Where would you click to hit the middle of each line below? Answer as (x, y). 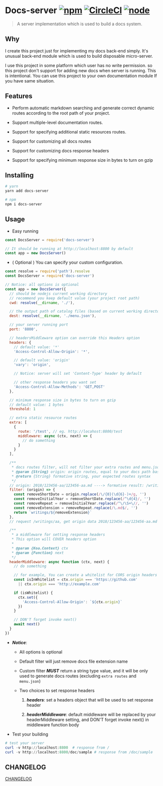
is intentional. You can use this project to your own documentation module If (81, 76)
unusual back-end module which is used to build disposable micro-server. (79, 56)
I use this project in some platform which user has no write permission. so (79, 65)
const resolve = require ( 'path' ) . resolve (48, 271)
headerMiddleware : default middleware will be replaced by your (91, 714)
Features (19, 96)
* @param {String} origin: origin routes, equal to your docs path (81, 472)
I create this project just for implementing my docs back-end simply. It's (77, 50)
